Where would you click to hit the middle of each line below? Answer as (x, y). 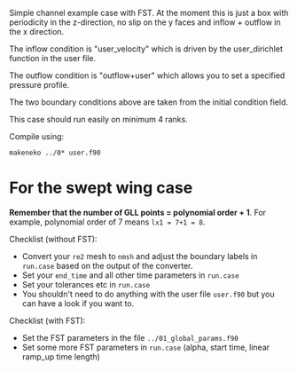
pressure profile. (39, 85)
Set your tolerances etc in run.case (86, 284)
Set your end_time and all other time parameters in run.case (130, 275)
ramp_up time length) (61, 356)
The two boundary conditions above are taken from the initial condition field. (148, 102)
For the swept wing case (101, 188)
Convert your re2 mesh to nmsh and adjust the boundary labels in (140, 256)
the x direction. (37, 32)
